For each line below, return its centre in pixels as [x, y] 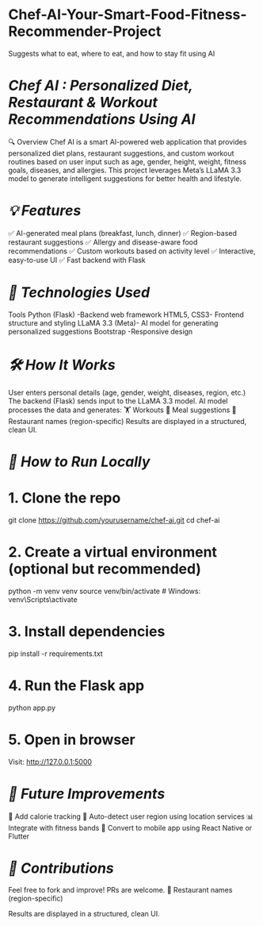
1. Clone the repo [65, 498]
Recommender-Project [85, 31]
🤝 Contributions [61, 868]
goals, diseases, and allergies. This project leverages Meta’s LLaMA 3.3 [125, 170]
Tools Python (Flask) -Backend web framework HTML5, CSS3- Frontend [126, 314]
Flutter [19, 836]
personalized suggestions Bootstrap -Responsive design [101, 331]
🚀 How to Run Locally [79, 461]
